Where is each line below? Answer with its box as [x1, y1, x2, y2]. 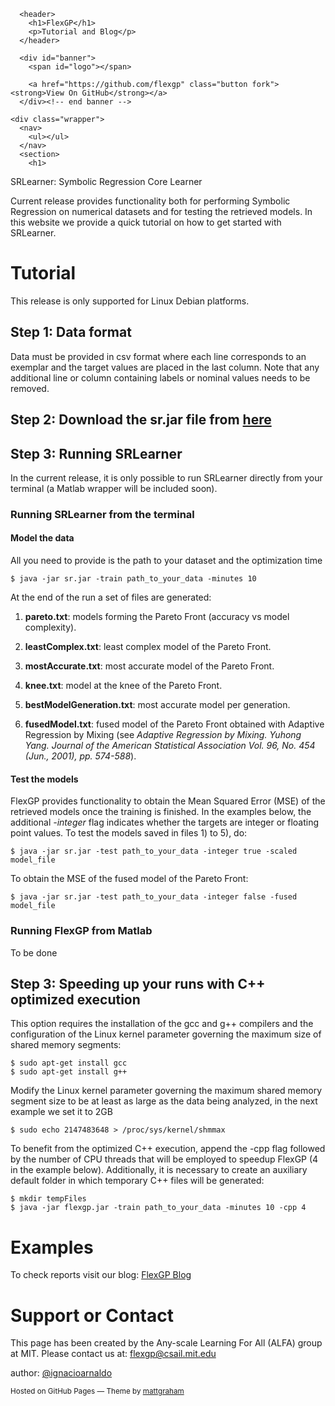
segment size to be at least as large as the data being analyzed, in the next [10, 1095, 318, 1107]
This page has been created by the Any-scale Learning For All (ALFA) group [10, 1337, 323, 1349]
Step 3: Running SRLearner [10, 445, 183, 462]
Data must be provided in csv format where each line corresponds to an [10, 350, 307, 362]
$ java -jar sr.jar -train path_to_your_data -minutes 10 [10, 574, 257, 584]
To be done [10, 946, 58, 959]
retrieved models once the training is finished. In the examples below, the [10, 806, 312, 818]
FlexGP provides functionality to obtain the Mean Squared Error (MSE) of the [10, 795, 326, 807]
